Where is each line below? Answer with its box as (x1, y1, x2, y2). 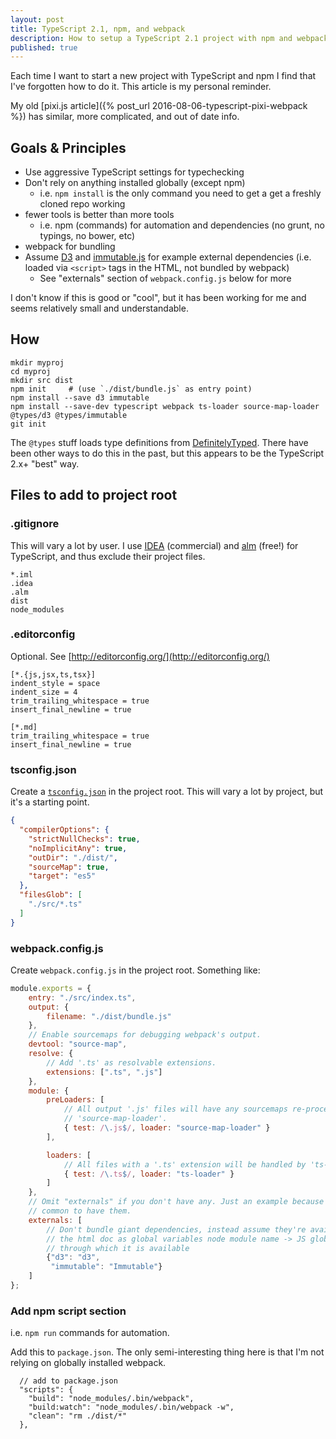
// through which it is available (46, 1243, 190, 1253)
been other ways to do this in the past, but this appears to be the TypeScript (10, 447, 325, 459)
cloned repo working (39, 198, 126, 210)
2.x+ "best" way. (10, 457, 80, 470)
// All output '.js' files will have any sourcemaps (63, 1104, 288, 1115)
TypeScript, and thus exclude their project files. (10, 550, 206, 562)
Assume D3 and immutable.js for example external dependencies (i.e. (24, 251, 312, 263)
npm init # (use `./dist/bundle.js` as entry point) (10, 384, 253, 394)
